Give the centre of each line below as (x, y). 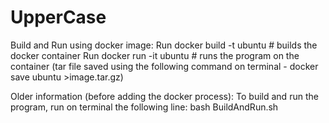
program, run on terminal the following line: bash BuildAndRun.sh (144, 107)
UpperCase (58, 17)
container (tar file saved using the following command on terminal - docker (164, 66)
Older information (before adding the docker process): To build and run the (164, 96)
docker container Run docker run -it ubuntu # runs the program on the (155, 55)
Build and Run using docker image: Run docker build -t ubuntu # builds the (164, 45)
